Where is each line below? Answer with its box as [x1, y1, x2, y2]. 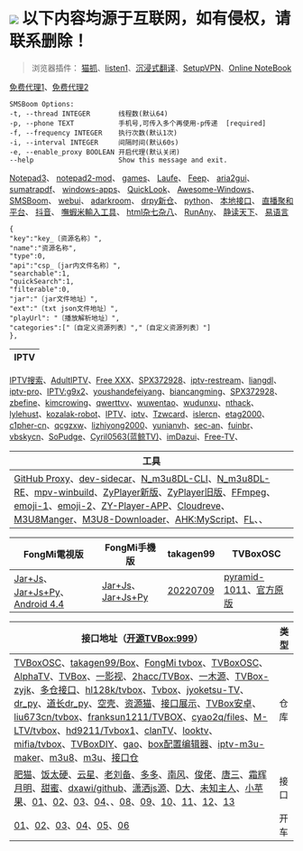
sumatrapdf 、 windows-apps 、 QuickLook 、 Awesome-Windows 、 [9, 183, 260, 194]
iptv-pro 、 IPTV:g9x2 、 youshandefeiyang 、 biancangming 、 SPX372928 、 [9, 386, 282, 397]
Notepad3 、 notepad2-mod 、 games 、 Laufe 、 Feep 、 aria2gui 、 [9, 173, 255, 183]
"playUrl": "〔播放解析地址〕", [9, 313, 120, 323]
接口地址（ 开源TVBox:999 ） [80, 631, 203, 644]
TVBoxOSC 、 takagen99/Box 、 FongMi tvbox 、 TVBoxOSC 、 [14, 656, 269, 669]
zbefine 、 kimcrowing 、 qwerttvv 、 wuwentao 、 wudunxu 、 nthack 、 [9, 397, 260, 407]
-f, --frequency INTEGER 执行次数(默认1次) [9, 128, 178, 137]
